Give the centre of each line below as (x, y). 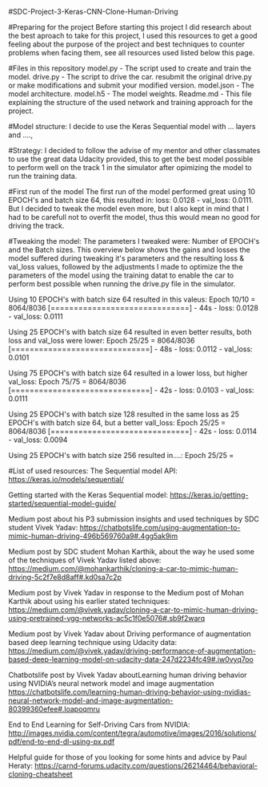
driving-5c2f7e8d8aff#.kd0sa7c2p (65, 577)
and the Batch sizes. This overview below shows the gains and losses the (129, 249)
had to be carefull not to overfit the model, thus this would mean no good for (134, 217)
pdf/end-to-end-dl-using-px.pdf (62, 742)
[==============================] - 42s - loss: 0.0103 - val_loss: (131, 390)
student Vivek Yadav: (43, 527)
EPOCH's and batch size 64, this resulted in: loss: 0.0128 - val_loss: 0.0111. (131, 200)
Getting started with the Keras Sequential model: (88, 495)
